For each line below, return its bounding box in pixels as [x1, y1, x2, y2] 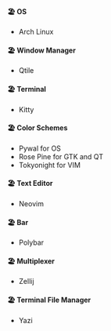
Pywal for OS [18, 144, 62, 153]
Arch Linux [18, 27, 54, 37]
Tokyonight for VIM [18, 160, 81, 169]
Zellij [18, 277, 34, 286]
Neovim [18, 199, 45, 209]
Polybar [18, 238, 45, 247]
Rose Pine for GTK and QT [18, 151, 103, 161]
